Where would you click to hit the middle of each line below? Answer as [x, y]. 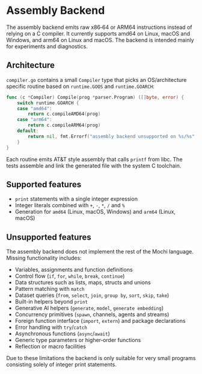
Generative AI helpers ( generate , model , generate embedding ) [89, 308]
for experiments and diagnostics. [47, 46]
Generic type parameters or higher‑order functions [78, 340]
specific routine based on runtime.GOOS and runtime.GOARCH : [81, 86]
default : [28, 131]
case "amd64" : [35, 108]
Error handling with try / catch [51, 327]
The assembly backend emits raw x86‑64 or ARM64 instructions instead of [99, 27]
